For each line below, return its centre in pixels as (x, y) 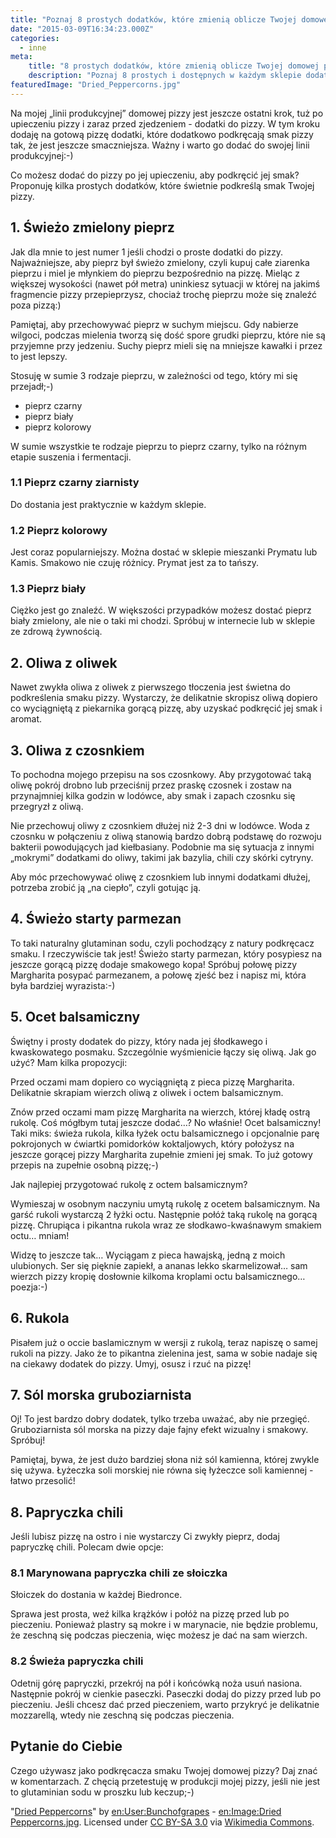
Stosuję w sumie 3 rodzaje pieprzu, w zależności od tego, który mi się (154, 375)
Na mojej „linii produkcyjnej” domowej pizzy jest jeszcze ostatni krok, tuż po (167, 113)
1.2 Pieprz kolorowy (59, 530)
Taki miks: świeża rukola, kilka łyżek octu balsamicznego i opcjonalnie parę (165, 1133)
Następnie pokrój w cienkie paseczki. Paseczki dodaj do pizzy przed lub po (166, 1693)
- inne (33, 47)
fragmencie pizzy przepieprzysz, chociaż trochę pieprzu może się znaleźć (164, 294)
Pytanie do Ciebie (66, 1746)
